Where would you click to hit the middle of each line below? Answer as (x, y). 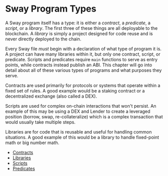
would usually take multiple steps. (40, 122)
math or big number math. (32, 143)
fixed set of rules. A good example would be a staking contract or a (75, 91)
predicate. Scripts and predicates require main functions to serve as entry (81, 59)
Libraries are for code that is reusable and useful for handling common (79, 131)
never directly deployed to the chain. (43, 39)
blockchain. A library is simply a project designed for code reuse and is (79, 33)
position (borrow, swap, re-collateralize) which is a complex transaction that (84, 116)
